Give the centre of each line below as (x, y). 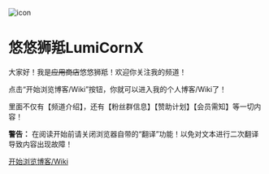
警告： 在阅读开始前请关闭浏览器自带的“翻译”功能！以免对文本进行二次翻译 (134, 133)
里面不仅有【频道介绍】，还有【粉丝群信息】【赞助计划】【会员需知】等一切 (131, 107)
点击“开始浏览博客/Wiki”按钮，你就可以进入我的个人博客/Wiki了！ (117, 89)
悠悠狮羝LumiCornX (76, 48)
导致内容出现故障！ (41, 144)
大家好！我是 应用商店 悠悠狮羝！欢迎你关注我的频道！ (98, 72)
